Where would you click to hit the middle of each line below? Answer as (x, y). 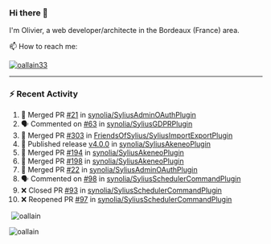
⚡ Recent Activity (44, 94)
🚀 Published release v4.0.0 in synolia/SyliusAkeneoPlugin (116, 143)
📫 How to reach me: (43, 47)
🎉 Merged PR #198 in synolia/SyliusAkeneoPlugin (102, 161)
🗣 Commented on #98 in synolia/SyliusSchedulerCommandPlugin (131, 178)
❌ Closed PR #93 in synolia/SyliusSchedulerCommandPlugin (121, 190)
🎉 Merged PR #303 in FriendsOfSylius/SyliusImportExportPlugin (127, 135)
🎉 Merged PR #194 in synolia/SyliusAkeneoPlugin (102, 152)
